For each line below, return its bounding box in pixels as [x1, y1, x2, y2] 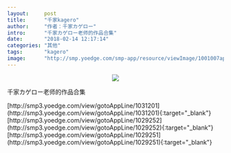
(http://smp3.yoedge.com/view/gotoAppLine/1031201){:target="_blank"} [7, 108, 212, 117]
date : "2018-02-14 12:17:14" [7, 36, 109, 43]
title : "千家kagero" [7, 17, 79, 23]
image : [7, 55, 26, 62]
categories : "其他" [7, 42, 61, 49]
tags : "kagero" [7, 49, 69, 56]
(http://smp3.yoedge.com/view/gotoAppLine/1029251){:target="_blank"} [7, 138, 212, 146]
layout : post [7, 10, 57, 17]
